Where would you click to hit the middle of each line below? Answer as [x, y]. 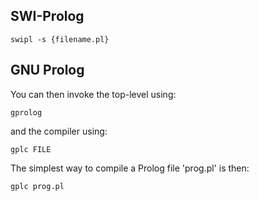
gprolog [26, 112]
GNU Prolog [47, 70]
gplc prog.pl [37, 186]
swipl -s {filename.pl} [60, 39]
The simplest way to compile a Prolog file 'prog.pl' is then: [130, 168]
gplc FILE [31, 149]
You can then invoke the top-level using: [93, 94]
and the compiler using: [59, 131]
